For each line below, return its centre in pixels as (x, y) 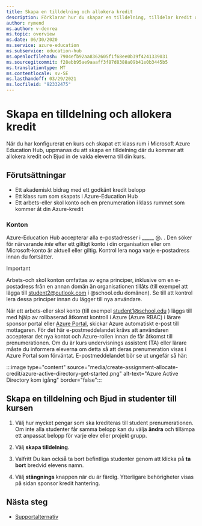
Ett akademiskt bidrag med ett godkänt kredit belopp (80, 189)
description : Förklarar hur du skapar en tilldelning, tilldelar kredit (99, 17)
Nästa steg (27, 502)
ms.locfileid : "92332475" (38, 85)
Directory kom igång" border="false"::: (54, 380)
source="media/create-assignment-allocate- (123, 367)
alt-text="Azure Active (151, 374)
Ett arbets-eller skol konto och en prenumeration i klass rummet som (100, 203)
